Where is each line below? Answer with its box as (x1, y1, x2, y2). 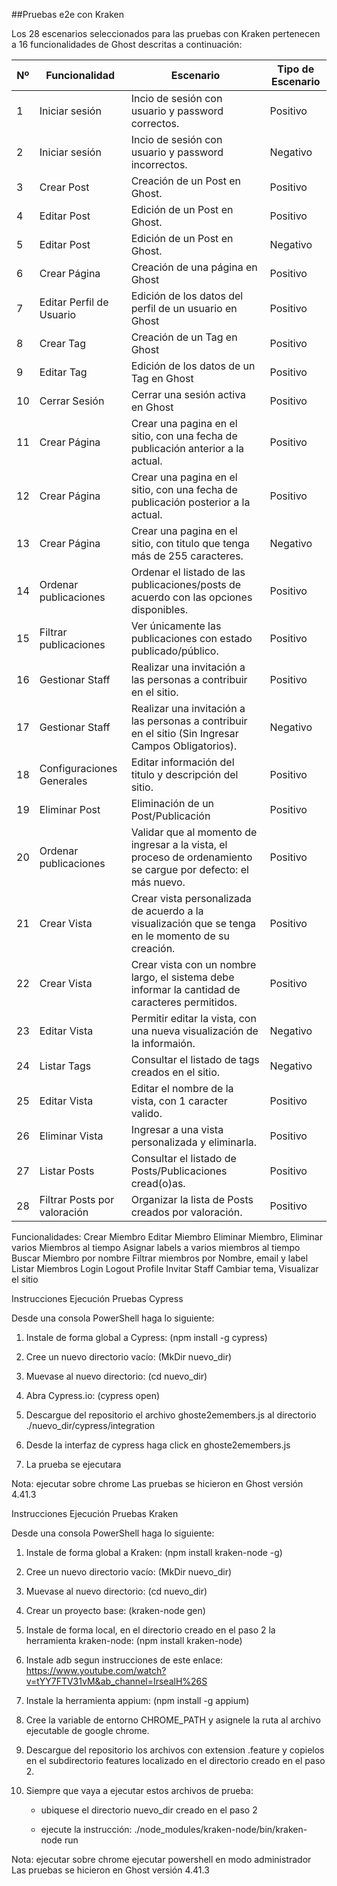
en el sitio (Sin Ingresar (130, 727, 239, 740)
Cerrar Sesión (39, 394, 105, 408)
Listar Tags (39, 1059, 92, 1073)
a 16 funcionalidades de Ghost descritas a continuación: (11, 39, 243, 50)
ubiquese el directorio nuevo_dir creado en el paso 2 (40, 1804, 258, 1816)
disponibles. (130, 603, 189, 616)
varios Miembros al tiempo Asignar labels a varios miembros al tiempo (11, 1242, 301, 1253)
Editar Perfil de (39, 295, 109, 309)
